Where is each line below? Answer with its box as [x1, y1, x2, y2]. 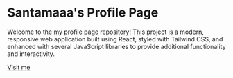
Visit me [7, 63, 31, 71]
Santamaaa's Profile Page [7, 5, 159, 21]
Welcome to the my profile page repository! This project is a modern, [7, 28, 205, 36]
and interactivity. [7, 50, 55, 58]
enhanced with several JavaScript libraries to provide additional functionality [7, 42, 226, 50]
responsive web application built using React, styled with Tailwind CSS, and [7, 35, 223, 43]
